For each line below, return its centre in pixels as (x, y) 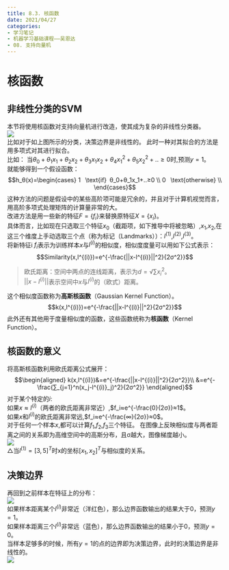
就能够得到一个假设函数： (43, 169)
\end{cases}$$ (115, 187)
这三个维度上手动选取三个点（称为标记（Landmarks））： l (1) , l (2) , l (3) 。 (102, 235)
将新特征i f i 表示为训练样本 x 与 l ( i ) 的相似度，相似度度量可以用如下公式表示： (111, 245)
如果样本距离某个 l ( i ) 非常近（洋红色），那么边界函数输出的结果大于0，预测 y (111, 508)
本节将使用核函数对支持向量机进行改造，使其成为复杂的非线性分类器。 (106, 126)
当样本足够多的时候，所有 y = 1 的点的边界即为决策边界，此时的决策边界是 (110, 543)
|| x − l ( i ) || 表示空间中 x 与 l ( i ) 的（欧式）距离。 (83, 281)
